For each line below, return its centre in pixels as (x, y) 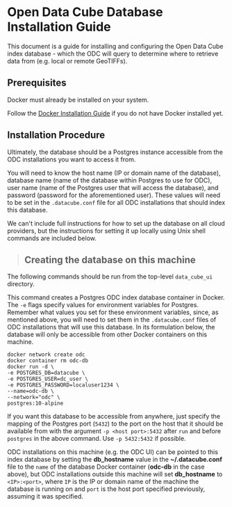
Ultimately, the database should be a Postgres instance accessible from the (115, 152)
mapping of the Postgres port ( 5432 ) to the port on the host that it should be (115, 424)
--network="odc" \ (34, 398)
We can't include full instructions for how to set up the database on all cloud (116, 223)
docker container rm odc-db (48, 361)
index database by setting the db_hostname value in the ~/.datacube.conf (115, 460)
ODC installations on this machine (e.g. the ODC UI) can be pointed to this (113, 452)
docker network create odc (46, 355)
